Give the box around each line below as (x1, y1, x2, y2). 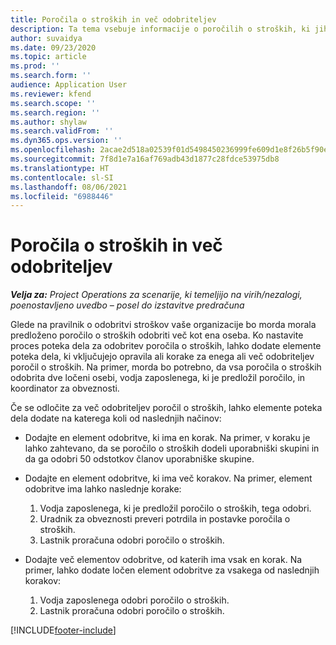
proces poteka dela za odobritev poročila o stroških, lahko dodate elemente (10, 340, 322, 352)
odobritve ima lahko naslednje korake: (24, 483, 182, 495)
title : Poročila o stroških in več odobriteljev (10, 14, 217, 25)
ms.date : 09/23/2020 (10, 42, 97, 53)
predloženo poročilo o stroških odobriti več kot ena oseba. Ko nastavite (10, 329, 304, 341)
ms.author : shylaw (10, 117, 87, 127)
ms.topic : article (10, 52, 87, 62)
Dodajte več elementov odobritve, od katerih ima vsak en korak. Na (24, 554, 303, 566)
